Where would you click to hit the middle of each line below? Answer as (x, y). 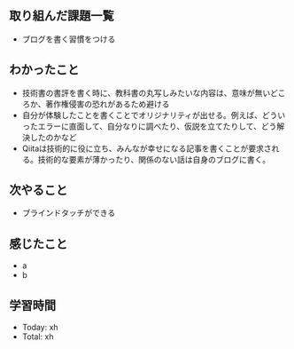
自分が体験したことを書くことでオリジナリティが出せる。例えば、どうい (154, 115)
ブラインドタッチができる (69, 213)
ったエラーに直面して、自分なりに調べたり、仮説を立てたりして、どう (149, 126)
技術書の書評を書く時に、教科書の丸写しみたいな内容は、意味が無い (146, 92)
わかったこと (44, 70)
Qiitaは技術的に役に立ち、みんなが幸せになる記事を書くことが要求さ (147, 148)
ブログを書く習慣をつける (69, 39)
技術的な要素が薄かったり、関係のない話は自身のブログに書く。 (154, 159)
